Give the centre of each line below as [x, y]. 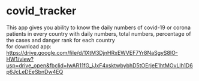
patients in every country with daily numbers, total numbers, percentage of [99, 33]
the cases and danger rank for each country [61, 40]
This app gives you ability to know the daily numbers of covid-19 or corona [98, 27]
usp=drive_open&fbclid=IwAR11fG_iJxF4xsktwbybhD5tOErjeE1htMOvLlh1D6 [99, 65]
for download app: [29, 46]
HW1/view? [20, 59]
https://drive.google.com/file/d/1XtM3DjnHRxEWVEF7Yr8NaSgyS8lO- [92, 52]
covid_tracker [41, 11]
